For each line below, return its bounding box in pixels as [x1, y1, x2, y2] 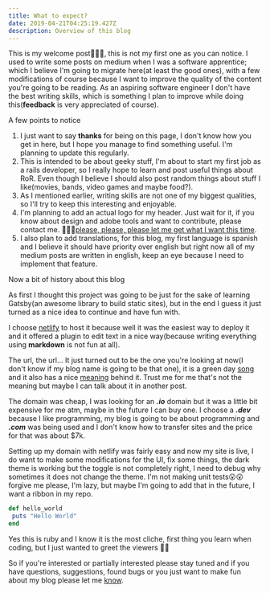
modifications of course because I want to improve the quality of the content [8, 74, 262, 84]
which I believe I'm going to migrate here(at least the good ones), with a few [8, 66, 260, 76]
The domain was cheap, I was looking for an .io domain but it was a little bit [8, 397, 258, 407]
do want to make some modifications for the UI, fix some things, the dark [8, 455, 250, 464]
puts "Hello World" [11, 512, 78, 521]
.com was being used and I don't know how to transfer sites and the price [8, 423, 253, 432]
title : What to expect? [8, 11, 88, 20]
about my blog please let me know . [8, 575, 124, 585]
